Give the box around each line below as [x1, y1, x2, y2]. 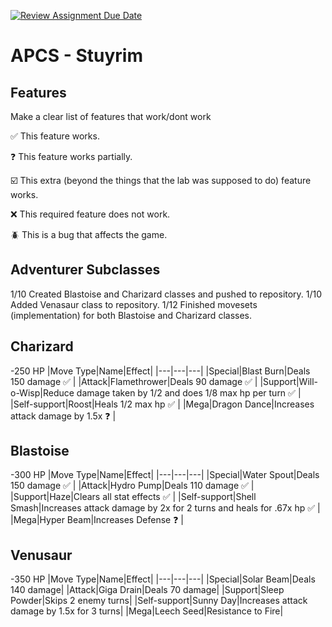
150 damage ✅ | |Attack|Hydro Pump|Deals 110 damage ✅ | [10, 480, 255, 492]
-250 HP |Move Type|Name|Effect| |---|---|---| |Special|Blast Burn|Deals [10, 365, 311, 377]
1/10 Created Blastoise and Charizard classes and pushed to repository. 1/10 [10, 288, 323, 300]
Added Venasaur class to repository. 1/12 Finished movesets [10, 298, 258, 310]
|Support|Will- [259, 375, 319, 387]
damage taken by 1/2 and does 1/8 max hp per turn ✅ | [76, 386, 302, 399]
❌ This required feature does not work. [10, 208, 171, 220]
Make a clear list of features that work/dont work [10, 111, 212, 122]
